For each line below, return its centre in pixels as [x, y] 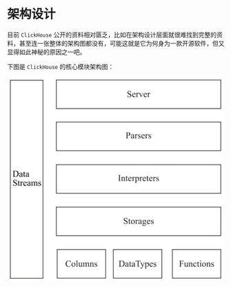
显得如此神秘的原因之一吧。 [47, 52]
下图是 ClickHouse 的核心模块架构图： [61, 66]
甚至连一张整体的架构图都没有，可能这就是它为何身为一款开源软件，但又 [122, 43]
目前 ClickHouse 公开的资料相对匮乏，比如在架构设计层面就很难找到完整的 [112, 35]
